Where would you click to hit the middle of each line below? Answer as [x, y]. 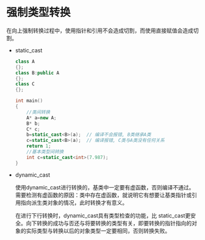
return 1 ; [39, 146]
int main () [29, 101]
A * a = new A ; [41, 118]
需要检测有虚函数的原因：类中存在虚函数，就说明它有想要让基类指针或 [103, 195]
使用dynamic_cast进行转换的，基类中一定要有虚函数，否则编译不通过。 [105, 187]
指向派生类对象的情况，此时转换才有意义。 [74, 202]
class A [25, 62]
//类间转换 [38, 112]
